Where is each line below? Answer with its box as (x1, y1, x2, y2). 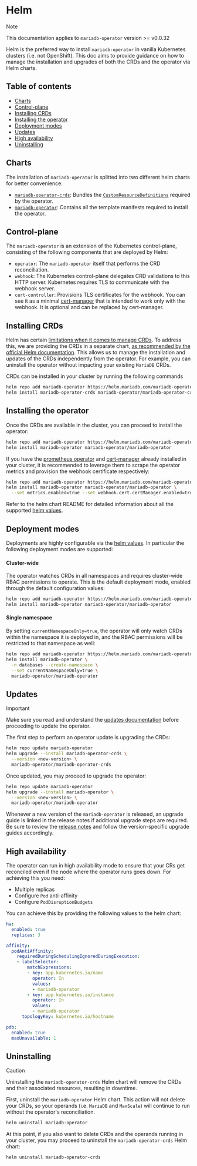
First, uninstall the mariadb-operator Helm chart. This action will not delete (6, 1096, 185, 1103)
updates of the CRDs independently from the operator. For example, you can (6, 355, 191, 362)
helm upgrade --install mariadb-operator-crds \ (6, 750, 127, 757)
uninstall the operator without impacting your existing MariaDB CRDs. (6, 361, 171, 368)
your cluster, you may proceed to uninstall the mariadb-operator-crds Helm (6, 1137, 188, 1144)
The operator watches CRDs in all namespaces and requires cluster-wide (6, 572, 183, 579)
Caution (6, 1067, 25, 1074)
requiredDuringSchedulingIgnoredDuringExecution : (16, 953, 141, 960)
